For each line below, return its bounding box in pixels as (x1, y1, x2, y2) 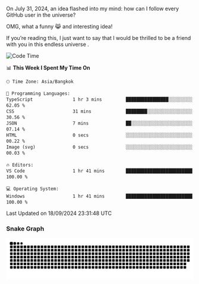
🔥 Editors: (6, 162, 34, 168)
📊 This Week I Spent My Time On (6, 64, 90, 71)
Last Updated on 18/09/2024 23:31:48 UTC (6, 210, 112, 217)
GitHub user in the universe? (6, 11, 76, 18)
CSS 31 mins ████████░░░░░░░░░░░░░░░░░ (6, 108, 193, 114)
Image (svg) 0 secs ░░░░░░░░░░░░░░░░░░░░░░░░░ (6, 144, 193, 150)
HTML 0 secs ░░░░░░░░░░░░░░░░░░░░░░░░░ (6, 132, 193, 138)
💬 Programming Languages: (6, 90, 70, 96)
